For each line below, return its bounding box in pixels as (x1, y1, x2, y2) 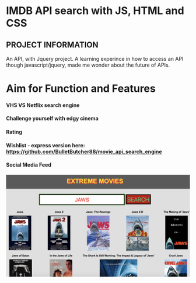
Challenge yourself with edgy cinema (6, 115, 99, 122)
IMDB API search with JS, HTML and (6, 4, 185, 18)
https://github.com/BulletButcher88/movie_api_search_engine (6, 148, 162, 155)
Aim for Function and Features (6, 82, 156, 95)
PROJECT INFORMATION (6, 40, 99, 50)
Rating (6, 128, 22, 135)
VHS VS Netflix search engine (6, 101, 80, 109)
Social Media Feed (6, 161, 51, 168)
